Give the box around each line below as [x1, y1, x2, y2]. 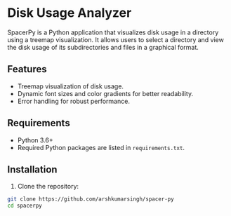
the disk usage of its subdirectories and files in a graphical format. [7, 43, 199, 51]
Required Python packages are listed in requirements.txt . [17, 143, 185, 151]
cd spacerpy [7, 202, 42, 210]
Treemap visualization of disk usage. [17, 82, 124, 90]
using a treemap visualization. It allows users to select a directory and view [7, 35, 225, 43]
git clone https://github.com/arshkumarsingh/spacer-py [7, 196, 174, 203]
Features [7, 63, 47, 75]
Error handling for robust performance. [17, 97, 130, 105]
